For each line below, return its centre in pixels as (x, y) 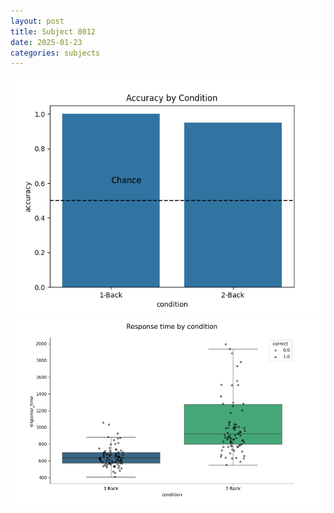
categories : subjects (55, 53)
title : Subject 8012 (53, 31)
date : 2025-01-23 (46, 42)
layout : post (37, 21)
